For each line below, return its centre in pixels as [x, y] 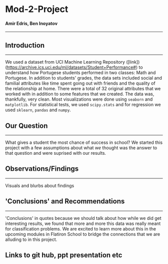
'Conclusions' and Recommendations [65, 201]
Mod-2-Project [37, 9]
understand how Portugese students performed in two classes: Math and [80, 73]
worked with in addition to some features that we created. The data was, [80, 94]
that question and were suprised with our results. [56, 153]
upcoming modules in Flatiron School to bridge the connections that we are [83, 234]
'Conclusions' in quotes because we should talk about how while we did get [83, 218]
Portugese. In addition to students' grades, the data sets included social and [84, 78]
